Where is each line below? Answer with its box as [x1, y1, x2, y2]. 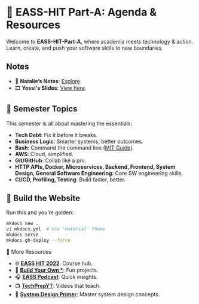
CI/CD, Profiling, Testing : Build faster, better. [14, 176, 126, 183]
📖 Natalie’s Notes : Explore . [14, 77, 82, 84]
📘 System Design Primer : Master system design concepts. [14, 290, 160, 298]
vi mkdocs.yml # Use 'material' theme [6, 226, 106, 232]
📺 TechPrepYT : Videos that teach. [14, 282, 101, 289]
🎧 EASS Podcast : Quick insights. [14, 273, 98, 280]
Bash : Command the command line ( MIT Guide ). [14, 144, 134, 151]
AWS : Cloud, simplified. [14, 150, 74, 157]
